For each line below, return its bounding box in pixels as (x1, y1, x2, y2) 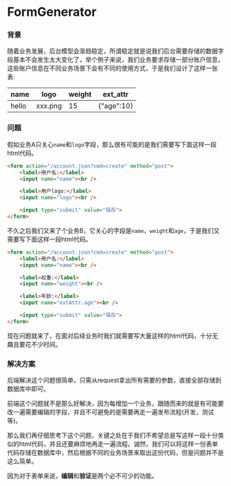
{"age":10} (98, 101, 133, 111)
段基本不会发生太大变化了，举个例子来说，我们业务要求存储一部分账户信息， (7, 56, 224, 64)
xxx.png (36, 101, 62, 111)
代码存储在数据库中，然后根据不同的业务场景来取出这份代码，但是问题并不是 (7, 449, 224, 457)
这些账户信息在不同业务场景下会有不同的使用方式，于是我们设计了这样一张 (7, 64, 218, 72)
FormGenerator (7, 4, 97, 20)
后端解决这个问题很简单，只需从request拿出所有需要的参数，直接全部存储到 (7, 376, 222, 385)
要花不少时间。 (19, 340, 62, 348)
